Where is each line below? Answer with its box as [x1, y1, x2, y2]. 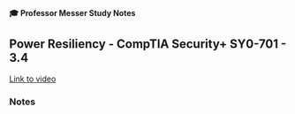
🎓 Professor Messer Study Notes [9, 7, 136, 18]
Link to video [9, 73, 57, 84]
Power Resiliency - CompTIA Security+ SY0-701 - [9, 36, 287, 51]
